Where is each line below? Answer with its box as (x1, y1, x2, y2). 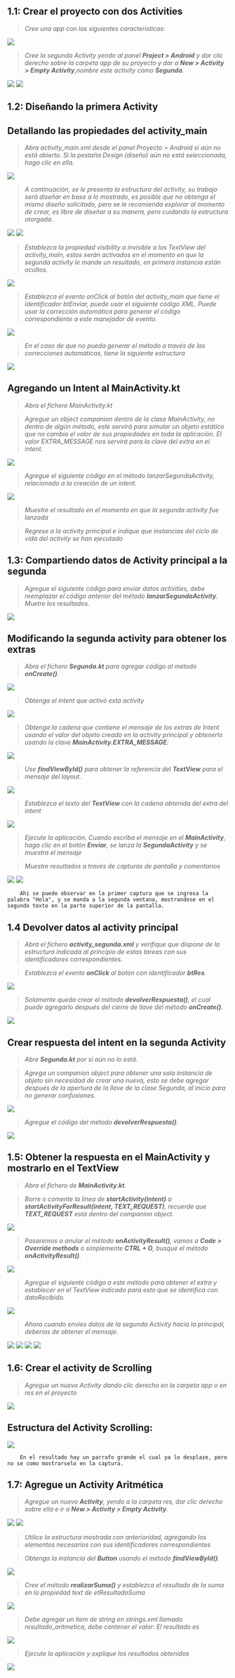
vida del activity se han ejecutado (24, 534, 123, 542)
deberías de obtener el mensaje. (24, 1327, 119, 1336)
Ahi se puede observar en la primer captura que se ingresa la (20, 890, 209, 897)
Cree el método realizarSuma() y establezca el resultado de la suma (24, 1581, 224, 1589)
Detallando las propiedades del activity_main (7, 124, 208, 136)
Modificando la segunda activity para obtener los (7, 632, 227, 645)
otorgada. (24, 215, 54, 223)
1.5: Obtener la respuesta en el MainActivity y (7, 1152, 210, 1164)
